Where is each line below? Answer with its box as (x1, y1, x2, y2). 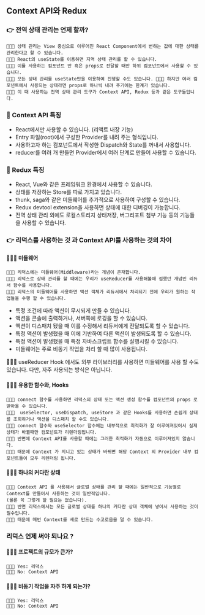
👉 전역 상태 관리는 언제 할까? (6, 26, 89, 34)
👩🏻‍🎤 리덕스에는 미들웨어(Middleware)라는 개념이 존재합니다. (6, 269, 141, 276)
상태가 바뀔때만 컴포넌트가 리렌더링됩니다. (6, 429, 97, 435)
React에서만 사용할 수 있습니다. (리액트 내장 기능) (15, 125, 133, 133)
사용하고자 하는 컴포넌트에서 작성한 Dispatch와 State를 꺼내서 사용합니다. (15, 141, 192, 149)
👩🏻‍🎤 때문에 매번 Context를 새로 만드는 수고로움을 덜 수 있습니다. (6, 516, 154, 523)
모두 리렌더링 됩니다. (29, 455, 76, 462)
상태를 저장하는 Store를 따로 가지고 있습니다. (15, 188, 122, 196)
